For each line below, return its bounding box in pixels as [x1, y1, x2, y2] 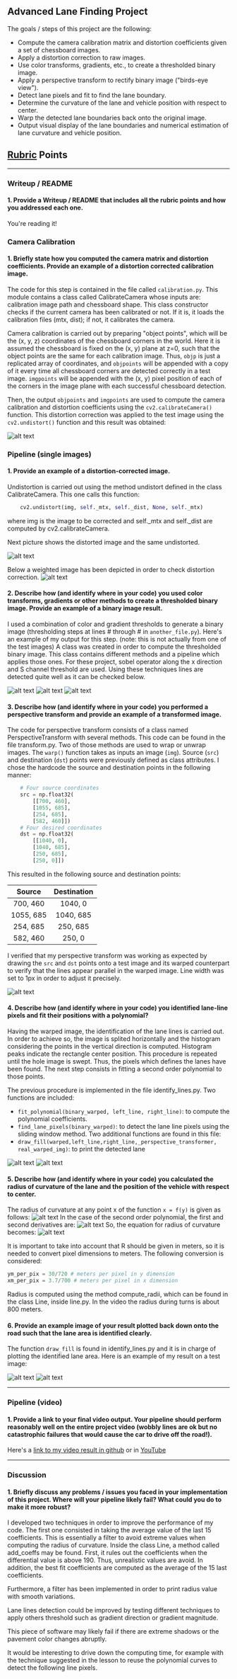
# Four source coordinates [20, 785, 99, 792]
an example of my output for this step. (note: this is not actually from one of [7, 635, 227, 644]
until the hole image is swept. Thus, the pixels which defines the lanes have [7, 1057, 226, 1065]
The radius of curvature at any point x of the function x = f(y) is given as [7, 1205, 221, 1214]
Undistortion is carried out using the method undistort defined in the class [7, 483, 222, 491]
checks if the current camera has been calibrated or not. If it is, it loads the [7, 307, 224, 316]
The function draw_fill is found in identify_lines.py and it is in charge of [7, 1345, 217, 1353]
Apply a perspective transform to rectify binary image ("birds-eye [17, 76, 208, 84]
